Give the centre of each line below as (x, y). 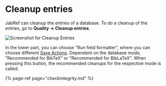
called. (12, 69)
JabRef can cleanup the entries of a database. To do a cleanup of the (77, 23)
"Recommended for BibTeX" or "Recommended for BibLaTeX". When (76, 58)
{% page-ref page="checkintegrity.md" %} (49, 78)
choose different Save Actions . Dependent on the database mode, (73, 53)
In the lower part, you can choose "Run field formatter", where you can (78, 47)
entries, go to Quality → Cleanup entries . (48, 28)
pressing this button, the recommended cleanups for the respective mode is (83, 63)
